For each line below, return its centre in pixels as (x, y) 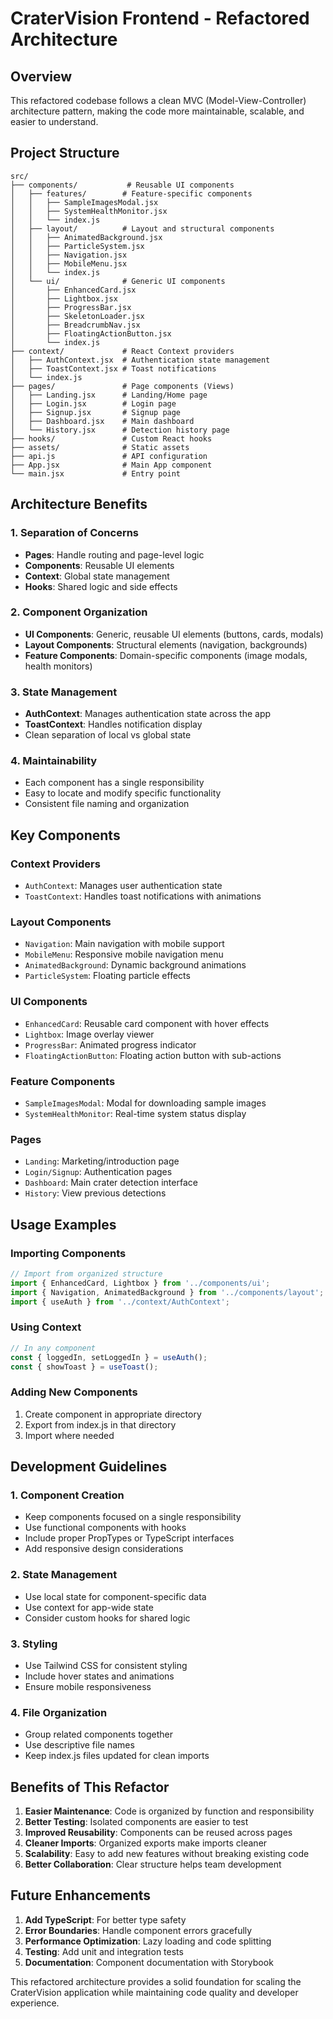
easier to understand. (54, 121)
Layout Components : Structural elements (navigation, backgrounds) (166, 644)
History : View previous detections (95, 1193)
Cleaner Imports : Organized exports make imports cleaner (146, 1843)
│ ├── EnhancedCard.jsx (73, 290)
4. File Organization (59, 1712)
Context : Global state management (97, 576)
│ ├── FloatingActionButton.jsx (91, 333)
